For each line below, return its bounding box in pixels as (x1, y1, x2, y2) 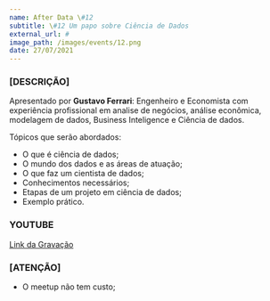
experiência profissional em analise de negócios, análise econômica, (9, 105, 262, 116)
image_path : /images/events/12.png (9, 37, 142, 47)
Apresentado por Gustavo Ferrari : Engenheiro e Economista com (9, 95, 249, 107)
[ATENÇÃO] (9, 261, 61, 273)
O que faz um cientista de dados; (21, 168, 144, 179)
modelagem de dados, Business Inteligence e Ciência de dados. (9, 115, 245, 126)
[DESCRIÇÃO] (9, 76, 70, 88)
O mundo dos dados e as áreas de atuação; (21, 159, 183, 169)
